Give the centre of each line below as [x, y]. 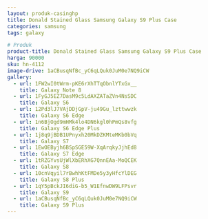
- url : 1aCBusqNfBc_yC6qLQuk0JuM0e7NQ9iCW [75, 199]
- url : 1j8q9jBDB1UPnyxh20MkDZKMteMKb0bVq [75, 135]
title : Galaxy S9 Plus [52, 205]
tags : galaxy [26, 33]
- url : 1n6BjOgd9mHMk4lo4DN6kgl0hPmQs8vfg [75, 122]
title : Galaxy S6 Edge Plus [60, 128]
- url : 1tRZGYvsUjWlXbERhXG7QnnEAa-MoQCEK [75, 160]
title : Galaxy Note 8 [50, 90]
